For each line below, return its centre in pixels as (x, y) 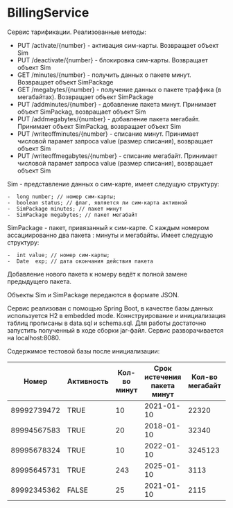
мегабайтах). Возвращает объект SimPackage (85, 97)
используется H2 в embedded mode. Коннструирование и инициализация (116, 315)
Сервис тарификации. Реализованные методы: (77, 32)
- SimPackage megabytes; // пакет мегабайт (72, 215)
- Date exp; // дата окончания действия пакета (80, 261)
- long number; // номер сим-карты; (62, 196)
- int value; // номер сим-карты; (59, 255)
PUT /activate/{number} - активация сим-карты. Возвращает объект (118, 45)
